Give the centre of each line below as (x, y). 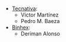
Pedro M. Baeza (40, 21)
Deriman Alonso (40, 34)
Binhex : (21, 27)
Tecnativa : (24, 9)
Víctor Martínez (40, 15)
